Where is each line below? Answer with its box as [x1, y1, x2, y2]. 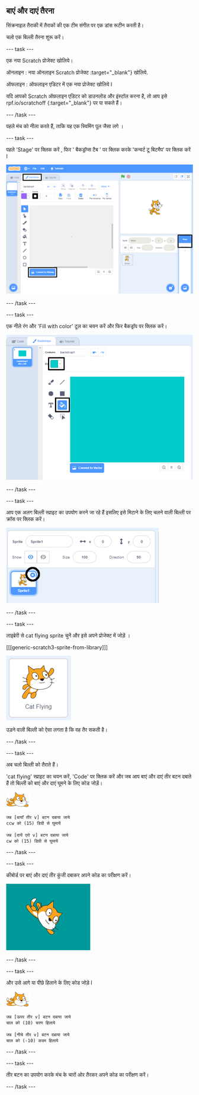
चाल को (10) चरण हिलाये [6, 1020, 56, 1026]
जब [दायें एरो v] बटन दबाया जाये [6, 832, 69, 839]
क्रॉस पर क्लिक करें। [6, 516, 46, 523]
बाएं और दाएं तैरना [6, 6, 54, 16]
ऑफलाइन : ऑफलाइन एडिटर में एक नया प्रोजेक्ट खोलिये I [6, 81, 113, 88]
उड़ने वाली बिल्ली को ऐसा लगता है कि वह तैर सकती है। [6, 726, 108, 734]
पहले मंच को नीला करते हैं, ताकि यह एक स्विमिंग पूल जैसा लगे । [6, 122, 124, 129]
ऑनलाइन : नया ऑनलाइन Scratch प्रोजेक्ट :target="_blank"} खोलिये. [6, 69, 148, 76]
